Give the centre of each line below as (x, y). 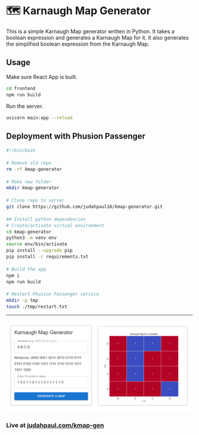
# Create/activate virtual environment (55, 225)
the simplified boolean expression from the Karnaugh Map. (78, 44)
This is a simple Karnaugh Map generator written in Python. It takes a (90, 31)
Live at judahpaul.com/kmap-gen (55, 425)
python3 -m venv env (32, 238)
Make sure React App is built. (42, 76)
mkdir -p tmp (22, 300)
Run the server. (25, 106)
